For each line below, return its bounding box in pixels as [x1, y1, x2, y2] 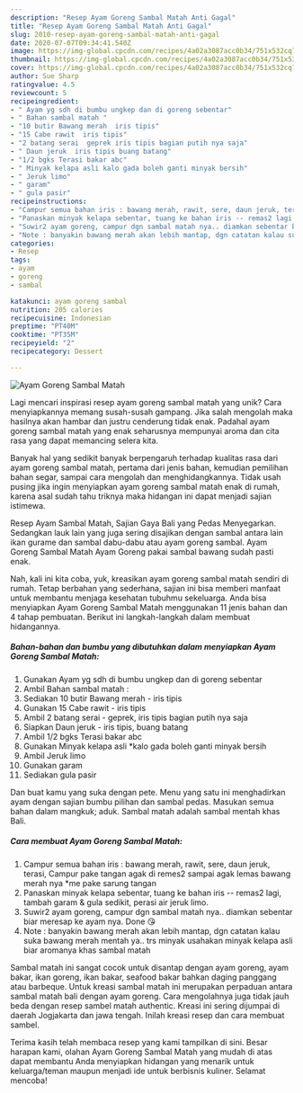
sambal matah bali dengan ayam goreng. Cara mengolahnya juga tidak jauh [10, 991, 290, 1001]
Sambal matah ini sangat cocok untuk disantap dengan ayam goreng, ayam [10, 962, 290, 973]
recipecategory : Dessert [10, 347, 103, 356]
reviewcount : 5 [10, 88, 67, 97]
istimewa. [10, 500, 46, 511]
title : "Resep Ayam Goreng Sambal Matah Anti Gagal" [10, 22, 212, 31]
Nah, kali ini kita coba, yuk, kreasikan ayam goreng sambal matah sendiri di [10, 573, 289, 584]
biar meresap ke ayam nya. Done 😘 [22, 916, 156, 927]
